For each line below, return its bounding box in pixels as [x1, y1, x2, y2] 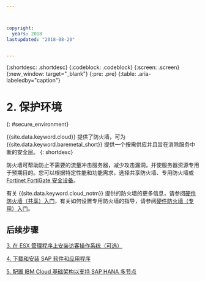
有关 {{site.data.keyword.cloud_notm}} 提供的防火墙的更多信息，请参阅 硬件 [6, 190, 196, 197]
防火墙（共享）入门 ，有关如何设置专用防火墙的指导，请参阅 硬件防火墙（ [6, 197, 188, 205]
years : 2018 [12, 31, 43, 37]
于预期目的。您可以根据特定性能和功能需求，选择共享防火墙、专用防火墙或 [6, 169, 194, 177]
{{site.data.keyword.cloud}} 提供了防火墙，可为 [6, 133, 126, 140]
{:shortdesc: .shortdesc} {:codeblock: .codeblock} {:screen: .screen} [6, 64, 180, 71]
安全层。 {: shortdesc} [17, 148, 73, 156]
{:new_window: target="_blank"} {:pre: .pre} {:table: [6, 70, 136, 78]
